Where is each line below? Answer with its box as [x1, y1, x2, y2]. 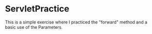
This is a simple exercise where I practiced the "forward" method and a [5, 19, 148, 25]
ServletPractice [5, 3, 69, 14]
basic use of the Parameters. [5, 24, 63, 30]
